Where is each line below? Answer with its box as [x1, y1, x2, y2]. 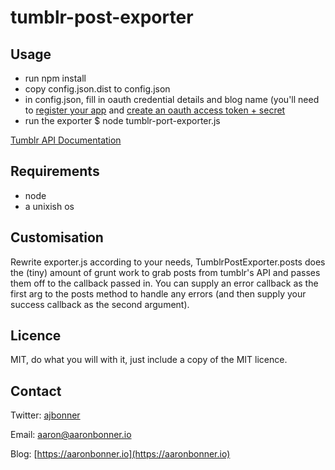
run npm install [24, 72, 87, 84]
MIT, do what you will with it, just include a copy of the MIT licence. [10, 354, 288, 366]
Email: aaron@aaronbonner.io [10, 429, 132, 441]
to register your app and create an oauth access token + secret [24, 104, 286, 116]
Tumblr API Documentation [10, 134, 122, 146]
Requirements [10, 163, 100, 180]
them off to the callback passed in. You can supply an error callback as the [10, 277, 319, 289]
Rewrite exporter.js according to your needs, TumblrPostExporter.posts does [10, 256, 326, 268]
